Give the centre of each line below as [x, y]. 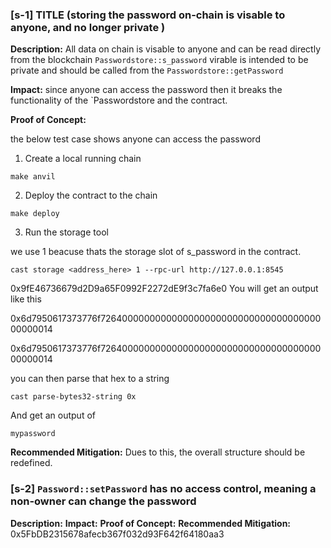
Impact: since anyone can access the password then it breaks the [146, 90]
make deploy [35, 214]
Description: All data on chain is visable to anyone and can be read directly [165, 49]
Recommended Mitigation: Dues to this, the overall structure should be [158, 452]
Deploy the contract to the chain [91, 195]
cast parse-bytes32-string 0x [73, 397]
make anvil [33, 177]
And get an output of [53, 415]
